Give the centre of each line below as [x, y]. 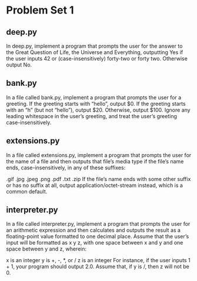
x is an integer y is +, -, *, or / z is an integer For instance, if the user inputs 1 [98, 260]
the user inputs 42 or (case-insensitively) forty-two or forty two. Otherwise [97, 58]
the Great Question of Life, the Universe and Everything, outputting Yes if [95, 52]
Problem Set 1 [40, 10]
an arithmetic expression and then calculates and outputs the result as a [94, 230]
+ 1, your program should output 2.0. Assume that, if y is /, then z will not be [98, 267]
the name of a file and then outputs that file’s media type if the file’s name [95, 161]
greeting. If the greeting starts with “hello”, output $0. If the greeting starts [96, 103]
